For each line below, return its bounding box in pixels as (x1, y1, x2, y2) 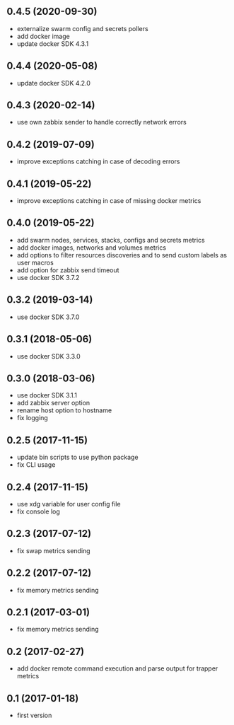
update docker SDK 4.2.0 (16, 79, 91, 87)
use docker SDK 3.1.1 (16, 391, 78, 400)
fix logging (16, 414, 49, 422)
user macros (16, 258, 54, 267)
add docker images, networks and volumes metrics (16, 243, 167, 252)
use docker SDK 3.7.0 (16, 313, 80, 321)
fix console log (16, 507, 61, 516)
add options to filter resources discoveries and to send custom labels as (16, 250, 228, 259)
